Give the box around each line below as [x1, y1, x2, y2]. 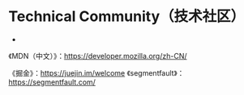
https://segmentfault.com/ [8, 77, 96, 87]
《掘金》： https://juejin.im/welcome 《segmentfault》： [8, 68, 185, 77]
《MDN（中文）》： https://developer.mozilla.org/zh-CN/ [8, 51, 187, 60]
